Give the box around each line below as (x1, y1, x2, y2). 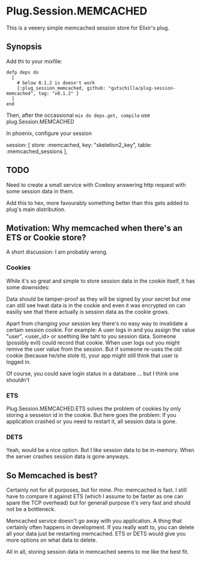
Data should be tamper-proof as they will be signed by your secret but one (6, 295, 191, 302)
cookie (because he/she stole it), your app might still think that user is (6, 351, 179, 359)
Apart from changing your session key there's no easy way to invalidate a (6, 319, 188, 327)
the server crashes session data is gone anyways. (6, 453, 130, 460)
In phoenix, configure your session (6, 130, 92, 137)
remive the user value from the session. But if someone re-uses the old (6, 345, 182, 353)
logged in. (6, 358, 31, 365)
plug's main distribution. (6, 205, 66, 213)
